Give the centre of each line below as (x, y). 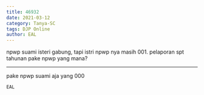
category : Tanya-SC (31, 23)
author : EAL (21, 35)
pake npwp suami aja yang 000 (46, 76)
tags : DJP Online (28, 29)
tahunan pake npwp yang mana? (47, 58)
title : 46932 (23, 12)
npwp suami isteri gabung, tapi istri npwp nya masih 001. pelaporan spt (95, 52)
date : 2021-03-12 (28, 18)
